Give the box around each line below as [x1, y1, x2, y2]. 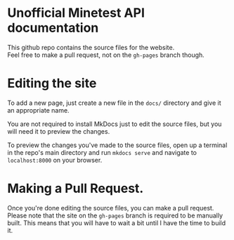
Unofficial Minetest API [7, 5, 145, 21]
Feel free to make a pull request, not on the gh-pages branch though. [7, 51, 205, 59]
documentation [7, 20, 99, 36]
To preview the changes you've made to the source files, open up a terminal [7, 141, 228, 149]
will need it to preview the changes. [7, 127, 110, 135]
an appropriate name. [7, 106, 70, 114]
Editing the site [7, 75, 97, 91]
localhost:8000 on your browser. [7, 156, 103, 164]
